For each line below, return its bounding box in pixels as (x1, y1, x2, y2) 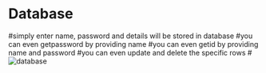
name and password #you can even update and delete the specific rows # (8, 48, 252, 57)
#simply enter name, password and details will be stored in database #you (8, 31, 253, 40)
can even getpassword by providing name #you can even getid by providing (8, 39, 259, 48)
